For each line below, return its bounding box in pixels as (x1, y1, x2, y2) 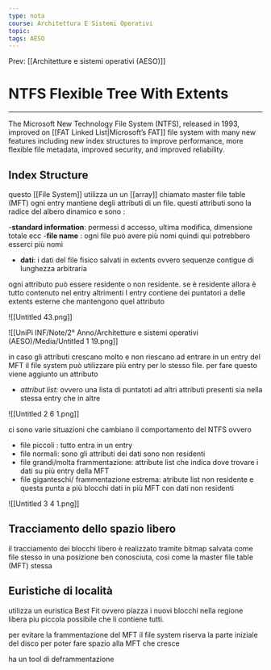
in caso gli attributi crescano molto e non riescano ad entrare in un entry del (8, 352, 261, 362)
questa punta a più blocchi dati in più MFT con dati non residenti (19, 484, 234, 492)
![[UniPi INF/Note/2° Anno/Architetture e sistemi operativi (8, 328, 199, 337)
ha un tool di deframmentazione (8, 654, 115, 664)
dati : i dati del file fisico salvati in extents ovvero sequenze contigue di (19, 255, 254, 265)
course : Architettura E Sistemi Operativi (8, 19, 153, 27)
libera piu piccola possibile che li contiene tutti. (8, 614, 165, 624)
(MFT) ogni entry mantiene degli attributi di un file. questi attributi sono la (8, 199, 252, 207)
